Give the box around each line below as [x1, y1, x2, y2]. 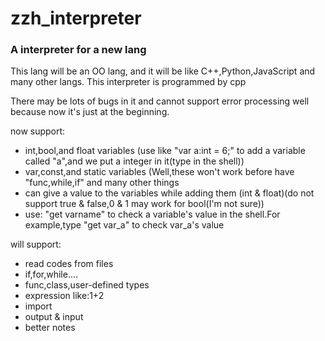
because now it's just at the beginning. [10, 106, 170, 118]
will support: [10, 238, 62, 251]
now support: [10, 125, 66, 137]
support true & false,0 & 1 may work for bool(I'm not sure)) [24, 198, 265, 210]
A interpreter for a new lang [10, 43, 147, 57]
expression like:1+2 [24, 290, 105, 302]
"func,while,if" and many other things [24, 177, 180, 189]
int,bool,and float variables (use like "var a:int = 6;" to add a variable [24, 145, 306, 157]
